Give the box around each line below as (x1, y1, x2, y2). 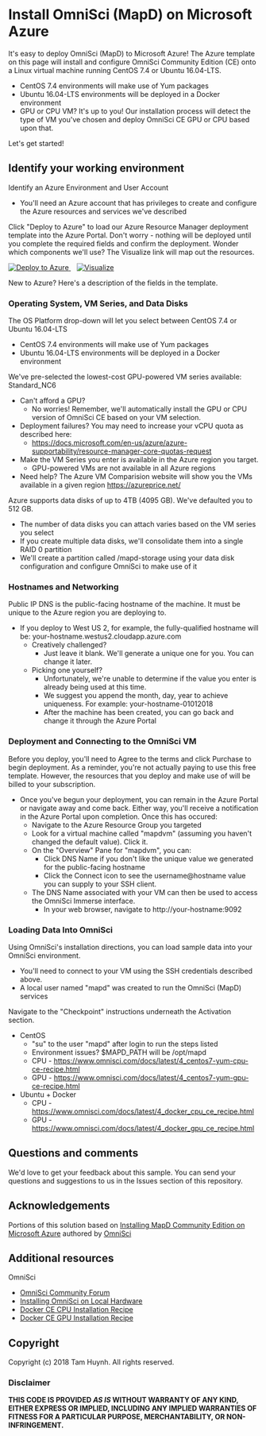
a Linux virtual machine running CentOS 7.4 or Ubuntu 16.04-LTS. (8, 65, 222, 75)
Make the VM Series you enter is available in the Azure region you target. (19, 455, 259, 465)
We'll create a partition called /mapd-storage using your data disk (19, 554, 235, 563)
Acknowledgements (8, 1199, 110, 1213)
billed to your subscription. (8, 779, 96, 789)
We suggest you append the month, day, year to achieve (43, 691, 229, 701)
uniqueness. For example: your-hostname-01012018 (43, 699, 214, 708)
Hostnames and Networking (8, 581, 119, 593)
